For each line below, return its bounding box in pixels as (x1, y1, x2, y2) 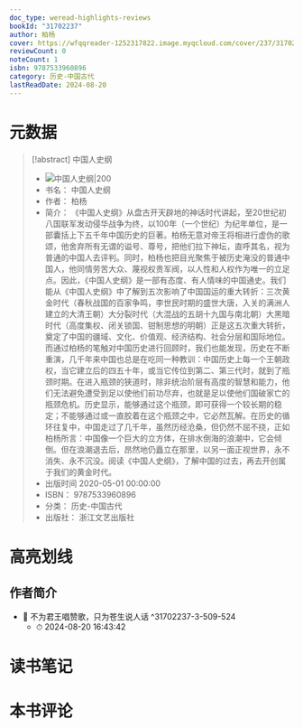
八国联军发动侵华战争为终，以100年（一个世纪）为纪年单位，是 (44, 218, 280, 229)
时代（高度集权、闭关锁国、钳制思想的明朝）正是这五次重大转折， (44, 320, 290, 331)
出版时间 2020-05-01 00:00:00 (44, 478, 161, 489)
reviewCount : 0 (9, 47, 67, 56)
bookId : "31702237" (9, 22, 83, 31)
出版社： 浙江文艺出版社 (44, 511, 135, 522)
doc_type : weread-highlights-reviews (9, 13, 151, 23)
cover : (9, 38, 34, 48)
